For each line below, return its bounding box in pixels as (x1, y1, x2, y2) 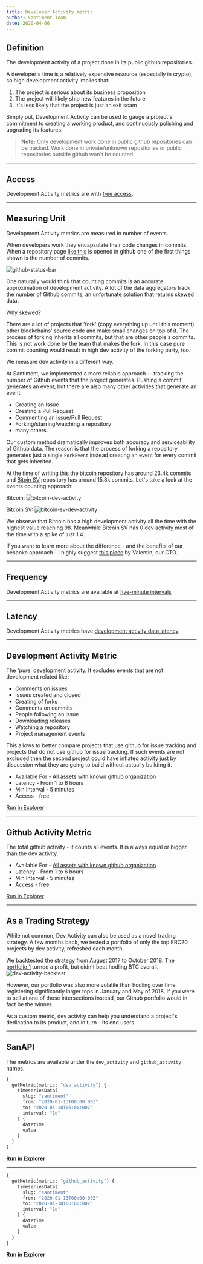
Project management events (14, 730, 86, 738)
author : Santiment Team (6, 15, 66, 21)
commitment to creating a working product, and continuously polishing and (6, 119, 193, 127)
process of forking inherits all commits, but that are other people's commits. (6, 333, 195, 340)
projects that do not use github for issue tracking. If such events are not (6, 748, 185, 756)
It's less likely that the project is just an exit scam (14, 101, 137, 109)
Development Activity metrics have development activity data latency (6, 627, 179, 634)
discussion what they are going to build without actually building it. (6, 761, 172, 768)
